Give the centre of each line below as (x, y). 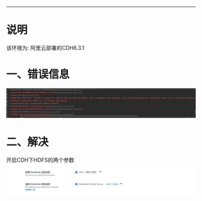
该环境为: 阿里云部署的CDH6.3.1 (45, 48)
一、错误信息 (38, 74)
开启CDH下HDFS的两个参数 (40, 159)
